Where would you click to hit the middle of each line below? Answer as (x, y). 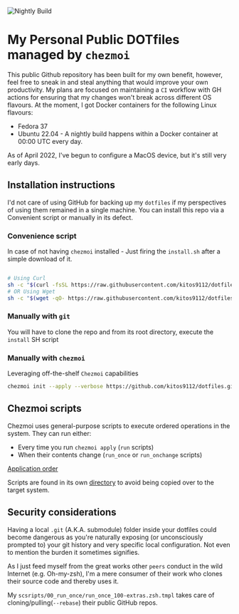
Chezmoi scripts (44, 409)
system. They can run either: (49, 433)
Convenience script (42, 236)
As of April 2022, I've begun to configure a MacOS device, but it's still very (117, 155)
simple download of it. (40, 259)
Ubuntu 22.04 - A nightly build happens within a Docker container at (118, 134)
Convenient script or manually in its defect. (70, 217)
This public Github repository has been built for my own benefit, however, (115, 74)
